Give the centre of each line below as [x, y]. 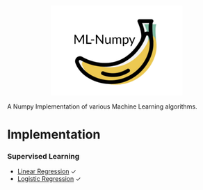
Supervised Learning [43, 156]
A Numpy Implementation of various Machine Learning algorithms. [102, 106]
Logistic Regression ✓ [49, 179]
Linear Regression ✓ [47, 171]
